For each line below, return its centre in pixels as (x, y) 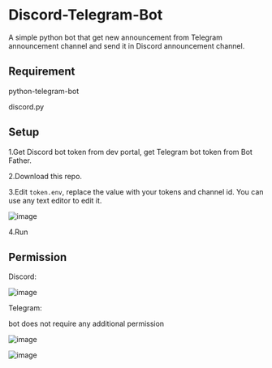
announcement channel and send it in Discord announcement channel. (127, 45)
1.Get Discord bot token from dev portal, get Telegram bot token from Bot (131, 152)
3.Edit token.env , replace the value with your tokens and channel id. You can (136, 191)
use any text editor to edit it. (55, 200)
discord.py (26, 106)
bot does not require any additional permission (86, 324)
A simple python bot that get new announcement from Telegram (116, 37)
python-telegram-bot (44, 91)
